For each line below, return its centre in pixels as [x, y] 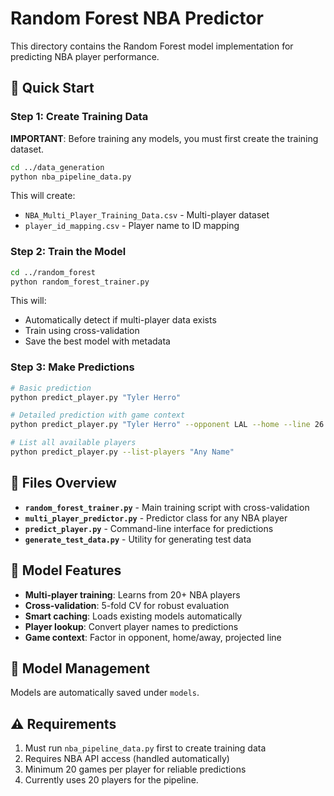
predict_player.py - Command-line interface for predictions [149, 528]
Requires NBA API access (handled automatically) [127, 759]
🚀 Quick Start [52, 88]
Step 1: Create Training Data [79, 117]
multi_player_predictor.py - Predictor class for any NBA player [156, 518]
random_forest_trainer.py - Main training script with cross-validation [167, 507]
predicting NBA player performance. [85, 56]
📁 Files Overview [63, 483]
